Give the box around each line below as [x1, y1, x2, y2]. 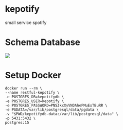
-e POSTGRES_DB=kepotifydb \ [5, 94, 64, 99]
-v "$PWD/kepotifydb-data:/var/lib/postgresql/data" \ [5, 111, 119, 116]
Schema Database [5, 37, 81, 48]
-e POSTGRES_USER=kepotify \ [5, 99, 64, 104]
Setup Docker [5, 70, 62, 81]
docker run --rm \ [5, 86, 42, 91]
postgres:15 [5, 120, 29, 125]
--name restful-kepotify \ [5, 90, 60, 95]
